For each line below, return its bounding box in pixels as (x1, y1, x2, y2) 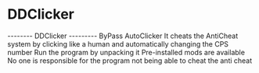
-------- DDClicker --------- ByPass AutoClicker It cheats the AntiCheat (7, 31, 239, 40)
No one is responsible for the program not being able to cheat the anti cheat (7, 56, 253, 65)
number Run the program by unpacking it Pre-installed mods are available (7, 47, 246, 57)
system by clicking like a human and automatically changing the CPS (7, 39, 228, 48)
